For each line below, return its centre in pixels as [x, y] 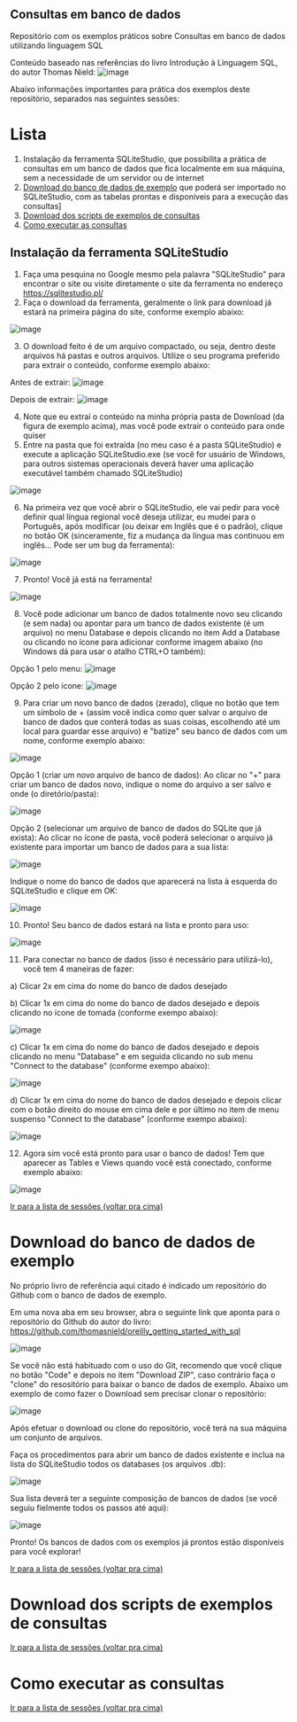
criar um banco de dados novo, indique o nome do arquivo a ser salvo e [141, 784]
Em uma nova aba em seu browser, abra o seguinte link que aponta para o [145, 1312]
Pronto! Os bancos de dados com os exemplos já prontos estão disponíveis [147, 1542]
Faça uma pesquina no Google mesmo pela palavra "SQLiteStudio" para [154, 274]
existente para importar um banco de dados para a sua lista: [119, 846]
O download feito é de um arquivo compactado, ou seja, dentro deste [149, 346]
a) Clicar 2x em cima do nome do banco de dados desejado [119, 986]
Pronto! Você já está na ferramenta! [88, 579]
